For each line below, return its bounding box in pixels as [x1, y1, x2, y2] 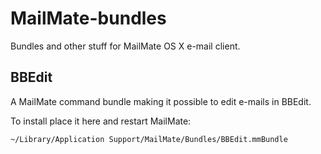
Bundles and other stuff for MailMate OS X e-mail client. [10, 40, 241, 52]
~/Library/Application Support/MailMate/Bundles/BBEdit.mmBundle [10, 134, 288, 144]
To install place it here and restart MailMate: [10, 115, 192, 127]
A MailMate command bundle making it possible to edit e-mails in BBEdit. [10, 95, 312, 107]
